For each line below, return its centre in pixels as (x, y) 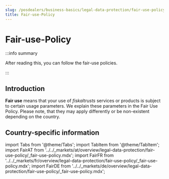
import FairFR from (94, 155)
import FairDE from (51, 166)
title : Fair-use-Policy (30, 15)
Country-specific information (52, 132)
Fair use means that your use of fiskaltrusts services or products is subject (83, 101)
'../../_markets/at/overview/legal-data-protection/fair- (100, 150)
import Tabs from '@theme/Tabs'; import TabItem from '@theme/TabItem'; (82, 145)
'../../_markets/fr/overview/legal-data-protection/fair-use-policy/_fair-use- (81, 161)
